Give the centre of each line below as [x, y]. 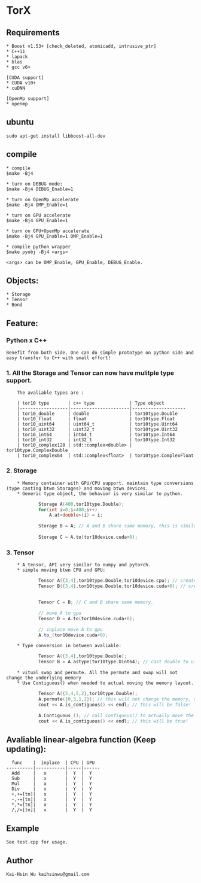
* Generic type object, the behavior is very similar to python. [100, 494]
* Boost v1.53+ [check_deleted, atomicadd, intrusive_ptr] [81, 46]
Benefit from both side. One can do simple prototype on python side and [100, 353]
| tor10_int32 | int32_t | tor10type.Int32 [96, 440]
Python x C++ [27, 340]
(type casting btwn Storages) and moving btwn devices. [77, 488]
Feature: [22, 323]
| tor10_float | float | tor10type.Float [96, 419]
